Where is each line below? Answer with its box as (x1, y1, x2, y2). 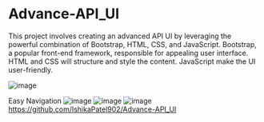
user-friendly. (8, 65, 54, 74)
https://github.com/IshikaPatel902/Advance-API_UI (8, 104, 177, 114)
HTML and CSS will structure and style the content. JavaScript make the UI (8, 57, 256, 66)
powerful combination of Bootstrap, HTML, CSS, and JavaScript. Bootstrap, (8, 39, 258, 49)
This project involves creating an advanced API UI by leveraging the (8, 31, 232, 41)
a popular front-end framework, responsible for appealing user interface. (8, 48, 249, 57)
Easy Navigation (8, 96, 62, 105)
